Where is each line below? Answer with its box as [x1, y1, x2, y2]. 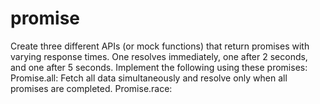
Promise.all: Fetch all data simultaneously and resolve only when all [10, 72, 288, 84]
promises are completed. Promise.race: [10, 82, 173, 94]
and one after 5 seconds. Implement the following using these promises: [10, 61, 308, 73]
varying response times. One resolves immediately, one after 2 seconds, [10, 50, 308, 62]
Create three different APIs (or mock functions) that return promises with [10, 40, 310, 52]
